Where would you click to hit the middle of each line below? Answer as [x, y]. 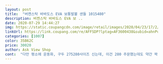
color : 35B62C [19, 41]
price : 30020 [18, 45]
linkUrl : [14, 32]
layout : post [18, 9]
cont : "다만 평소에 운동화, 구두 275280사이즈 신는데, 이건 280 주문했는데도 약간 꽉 [81, 54]
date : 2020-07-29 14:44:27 [32, 23]
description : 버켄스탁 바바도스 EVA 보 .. [44, 18]
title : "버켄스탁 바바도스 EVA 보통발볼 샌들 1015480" [56, 14]
